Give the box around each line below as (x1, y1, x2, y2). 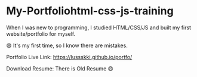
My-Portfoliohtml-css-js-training (6, 4, 174, 18)
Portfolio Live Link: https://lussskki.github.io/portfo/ (6, 53, 133, 60)
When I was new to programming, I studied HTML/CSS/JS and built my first (6, 24, 192, 31)
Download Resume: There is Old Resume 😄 (6, 64, 113, 72)
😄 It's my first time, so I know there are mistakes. (6, 42, 128, 49)
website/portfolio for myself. (6, 30, 76, 37)
